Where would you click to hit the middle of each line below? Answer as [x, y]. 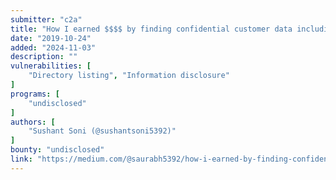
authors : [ [33, 122]
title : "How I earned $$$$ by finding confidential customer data [151, 29]
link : [21, 159]
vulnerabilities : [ [51, 66]
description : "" [44, 57]
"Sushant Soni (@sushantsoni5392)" [102, 131]
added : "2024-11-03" [53, 47]
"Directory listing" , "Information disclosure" [129, 76]
